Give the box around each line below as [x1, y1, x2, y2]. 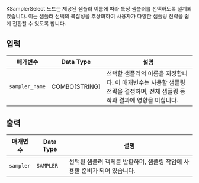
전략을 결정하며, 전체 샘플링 [106, 87, 179, 95]
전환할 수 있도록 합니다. [12, 20, 66, 27]
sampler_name [9, 83, 46, 90]
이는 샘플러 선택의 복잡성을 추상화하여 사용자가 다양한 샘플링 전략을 [28, 12, 184, 20]
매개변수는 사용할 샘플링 [122, 78, 185, 86]
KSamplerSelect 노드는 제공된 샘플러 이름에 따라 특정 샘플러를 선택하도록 [6, 5, 176, 12]
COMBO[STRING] [51, 82, 101, 91]
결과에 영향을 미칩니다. [118, 96, 179, 104]
